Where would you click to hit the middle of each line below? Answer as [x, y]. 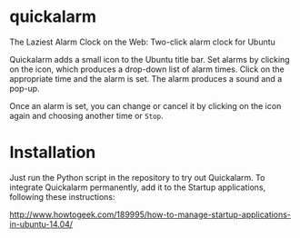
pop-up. [25, 88]
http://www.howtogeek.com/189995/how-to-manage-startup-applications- [150, 214]
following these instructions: [62, 196]
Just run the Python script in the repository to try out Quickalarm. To [137, 177]
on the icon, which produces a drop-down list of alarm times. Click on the [147, 69]
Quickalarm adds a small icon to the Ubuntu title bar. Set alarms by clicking [150, 59]
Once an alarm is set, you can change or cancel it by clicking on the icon [145, 105]
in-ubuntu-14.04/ [41, 223]
